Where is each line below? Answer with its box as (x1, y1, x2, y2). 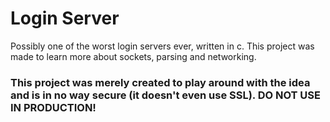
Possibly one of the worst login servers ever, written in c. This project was (10, 40, 315, 52)
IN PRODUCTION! (10, 100, 97, 114)
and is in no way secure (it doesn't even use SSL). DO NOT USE (10, 88, 321, 102)
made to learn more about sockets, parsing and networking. (10, 50, 257, 62)
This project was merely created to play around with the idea (10, 75, 311, 89)
